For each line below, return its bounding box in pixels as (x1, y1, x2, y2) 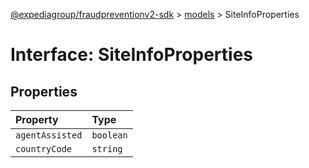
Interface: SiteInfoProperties (10, 44, 253, 66)
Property (15, 113, 59, 126)
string (91, 144, 123, 154)
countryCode (15, 144, 73, 154)
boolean (91, 130, 128, 141)
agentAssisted (15, 130, 83, 141)
